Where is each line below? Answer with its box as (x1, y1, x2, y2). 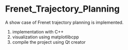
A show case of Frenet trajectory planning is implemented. (5, 19, 124, 25)
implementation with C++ (12, 29, 64, 34)
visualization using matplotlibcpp (12, 34, 79, 40)
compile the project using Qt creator (12, 39, 86, 45)
